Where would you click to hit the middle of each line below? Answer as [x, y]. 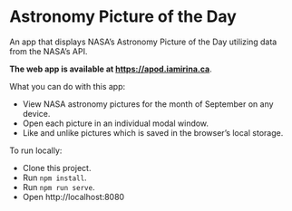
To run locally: [36, 150]
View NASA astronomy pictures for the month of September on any [148, 104]
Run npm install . [55, 177]
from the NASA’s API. [49, 51]
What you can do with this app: [68, 86]
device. [36, 113]
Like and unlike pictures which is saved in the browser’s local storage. [153, 132]
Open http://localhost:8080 [73, 197]
